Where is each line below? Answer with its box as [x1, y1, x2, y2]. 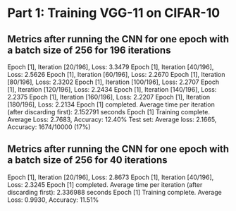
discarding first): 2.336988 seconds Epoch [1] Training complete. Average [7, 188, 222, 196]
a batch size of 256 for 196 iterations [7, 44, 171, 56]
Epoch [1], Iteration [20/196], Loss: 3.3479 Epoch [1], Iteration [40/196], [7, 63, 214, 71]
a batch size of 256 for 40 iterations [7, 154, 168, 167]
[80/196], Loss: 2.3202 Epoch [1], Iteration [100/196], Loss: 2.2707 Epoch [7, 78, 220, 86]
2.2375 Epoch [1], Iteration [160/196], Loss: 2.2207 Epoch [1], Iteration [7, 93, 210, 101]
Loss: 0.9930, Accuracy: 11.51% [7, 195, 99, 204]
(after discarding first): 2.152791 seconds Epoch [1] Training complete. [7, 108, 210, 116]
